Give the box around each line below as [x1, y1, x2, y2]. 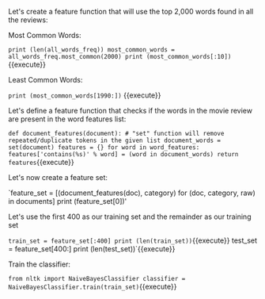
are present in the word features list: [8, 114, 127, 124]
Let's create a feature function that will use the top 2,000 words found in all [8, 7, 254, 16]
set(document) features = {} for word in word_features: [8, 144, 200, 151]
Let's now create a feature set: [8, 173, 108, 182]
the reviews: [8, 15, 48, 25]
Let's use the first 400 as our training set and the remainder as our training [8, 212, 252, 221]
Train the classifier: [8, 259, 71, 269]
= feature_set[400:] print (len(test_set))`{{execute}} [8, 244, 176, 253]
